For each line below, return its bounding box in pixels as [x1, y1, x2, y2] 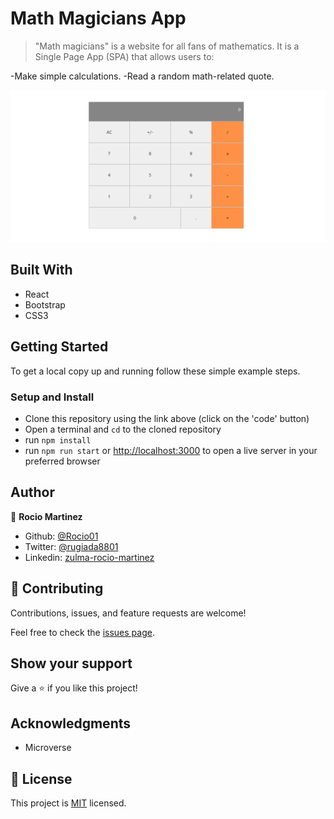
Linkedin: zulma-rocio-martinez [24, 551, 155, 563]
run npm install [24, 434, 92, 446]
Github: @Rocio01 [24, 530, 99, 542]
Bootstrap [24, 298, 66, 311]
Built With [10, 262, 73, 279]
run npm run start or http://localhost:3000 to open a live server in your [24, 445, 318, 456]
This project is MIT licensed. [10, 797, 127, 809]
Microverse [24, 742, 72, 754]
